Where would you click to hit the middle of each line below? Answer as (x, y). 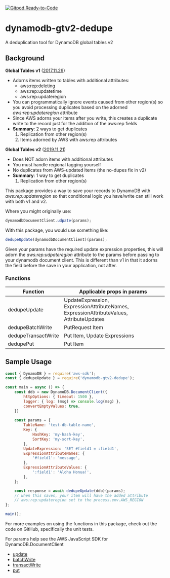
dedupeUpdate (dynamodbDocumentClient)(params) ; (56, 239)
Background (25, 58)
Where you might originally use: (38, 211)
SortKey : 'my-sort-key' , (58, 439)
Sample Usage (29, 362)
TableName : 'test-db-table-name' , (60, 425)
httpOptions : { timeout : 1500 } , (59, 397)
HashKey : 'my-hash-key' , (58, 435)
